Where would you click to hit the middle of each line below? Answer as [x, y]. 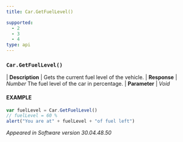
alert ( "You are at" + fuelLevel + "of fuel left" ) [71, 121]
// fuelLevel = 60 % [32, 116]
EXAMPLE [19, 97]
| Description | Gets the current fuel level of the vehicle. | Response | [92, 77]
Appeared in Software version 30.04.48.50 [59, 133]
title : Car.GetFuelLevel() [40, 12]
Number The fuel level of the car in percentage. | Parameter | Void [88, 84]
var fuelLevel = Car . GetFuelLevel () [52, 110]
